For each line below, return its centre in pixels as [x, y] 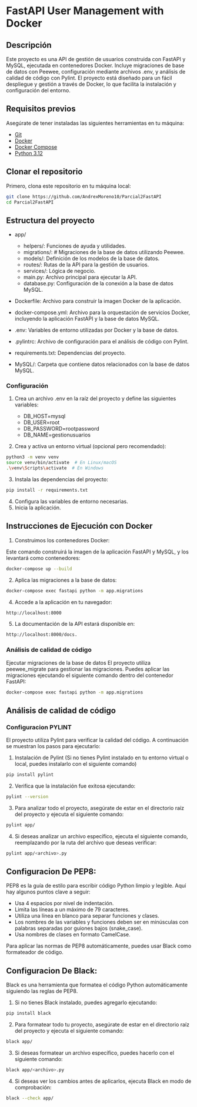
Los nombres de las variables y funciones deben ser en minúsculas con [101, 922]
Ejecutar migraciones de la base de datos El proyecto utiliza [79, 662]
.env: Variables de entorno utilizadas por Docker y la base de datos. [97, 330]
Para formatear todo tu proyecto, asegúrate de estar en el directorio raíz [102, 1025]
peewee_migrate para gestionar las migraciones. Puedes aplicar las [88, 669]
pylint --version [27, 797]
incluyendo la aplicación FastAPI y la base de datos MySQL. [87, 319]
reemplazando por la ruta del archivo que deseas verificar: [86, 842]
